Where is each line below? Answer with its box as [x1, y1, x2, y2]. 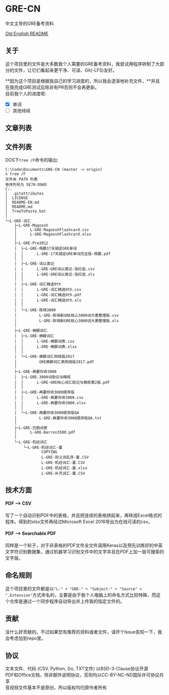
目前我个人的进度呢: [5, 90, 47, 97]
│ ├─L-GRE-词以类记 [14, 261, 54, 266]
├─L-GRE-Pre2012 [14, 241, 49, 246]
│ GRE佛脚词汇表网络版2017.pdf [14, 359, 94, 364]
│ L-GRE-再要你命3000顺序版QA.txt [14, 415, 102, 421]
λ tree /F [5, 171, 26, 177]
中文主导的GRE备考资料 [5, 20, 54, 26]
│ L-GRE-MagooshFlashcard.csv [14, 227, 89, 233]
